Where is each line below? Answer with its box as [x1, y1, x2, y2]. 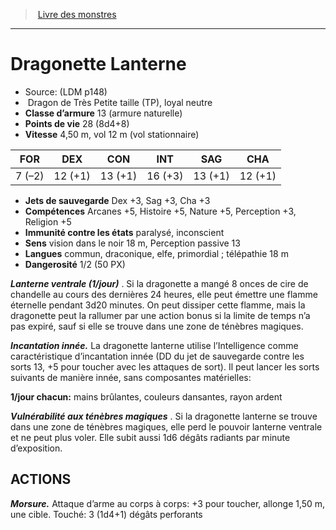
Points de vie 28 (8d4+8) [24, 117, 130, 129]
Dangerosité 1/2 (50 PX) [24, 258, 126, 270]
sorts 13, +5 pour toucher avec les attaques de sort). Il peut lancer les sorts [10, 360, 320, 373]
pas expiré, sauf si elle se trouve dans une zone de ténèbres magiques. [10, 320, 304, 332]
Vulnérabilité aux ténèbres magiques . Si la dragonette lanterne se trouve [10, 410, 318, 422]
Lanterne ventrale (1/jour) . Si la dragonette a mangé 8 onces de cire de [10, 277, 309, 289]
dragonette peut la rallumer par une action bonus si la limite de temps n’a [10, 309, 311, 321]
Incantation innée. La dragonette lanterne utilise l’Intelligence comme [10, 339, 299, 351]
